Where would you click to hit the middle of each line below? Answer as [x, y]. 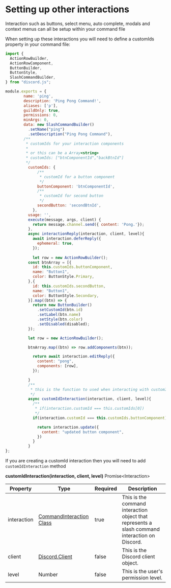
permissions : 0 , [41, 115]
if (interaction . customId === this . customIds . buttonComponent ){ [101, 418]
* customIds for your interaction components [75, 144]
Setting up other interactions [67, 9]
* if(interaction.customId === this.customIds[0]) [90, 409]
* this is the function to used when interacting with [90, 389]
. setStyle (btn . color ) [60, 320]
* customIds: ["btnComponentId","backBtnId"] [75, 158]
